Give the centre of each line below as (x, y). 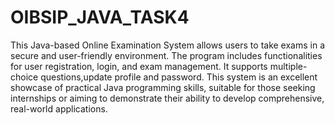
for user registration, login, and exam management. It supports (139, 66)
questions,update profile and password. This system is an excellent (179, 77)
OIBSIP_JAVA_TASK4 (100, 17)
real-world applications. (59, 108)
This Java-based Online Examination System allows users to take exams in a (168, 45)
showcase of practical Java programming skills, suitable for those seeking (163, 87)
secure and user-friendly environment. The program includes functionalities (166, 55)
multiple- (288, 66)
